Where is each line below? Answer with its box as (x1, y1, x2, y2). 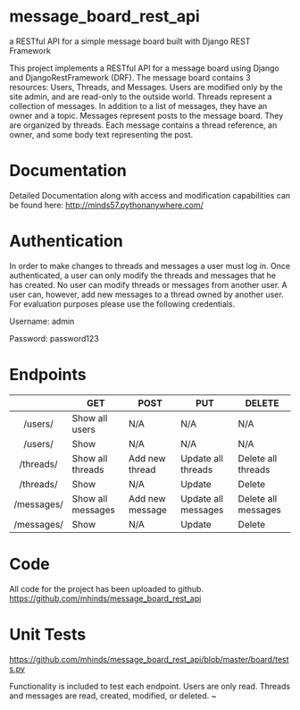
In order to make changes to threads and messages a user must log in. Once (9, 260, 291, 271)
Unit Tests (9, 624, 87, 645)
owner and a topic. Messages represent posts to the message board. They (9, 110, 284, 121)
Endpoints (9, 365, 87, 385)
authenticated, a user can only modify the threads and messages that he (9, 270, 277, 281)
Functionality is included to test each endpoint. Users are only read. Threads (9, 680, 291, 691)
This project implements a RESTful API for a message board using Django (9, 63, 279, 73)
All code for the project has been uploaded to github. (9, 583, 204, 594)
